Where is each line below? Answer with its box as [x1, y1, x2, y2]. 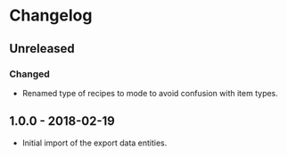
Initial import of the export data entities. [21, 137, 168, 148]
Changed [9, 68, 51, 80]
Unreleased [9, 41, 76, 56]
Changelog [9, 5, 93, 26]
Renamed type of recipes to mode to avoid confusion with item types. [21, 87, 279, 98]
